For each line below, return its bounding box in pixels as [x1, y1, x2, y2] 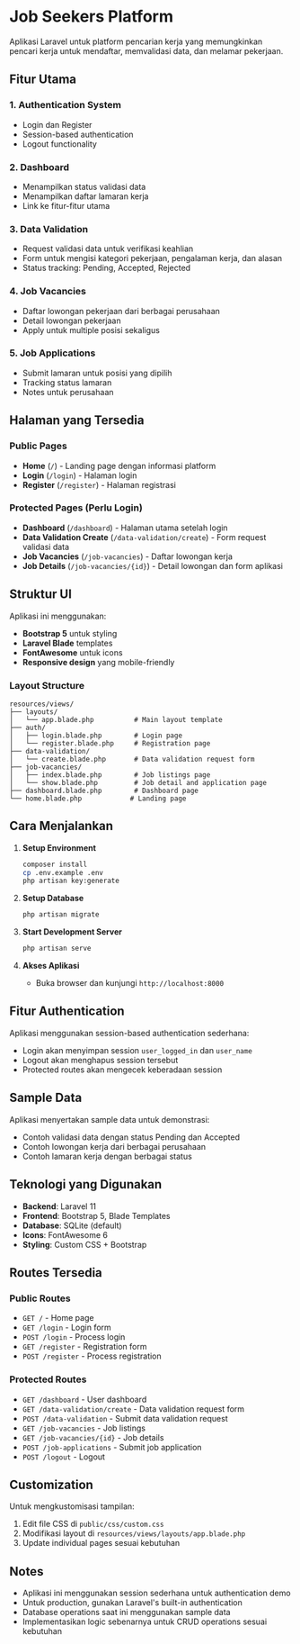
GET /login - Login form [22, 1322, 112, 1333]
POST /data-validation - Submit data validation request [22, 1413, 228, 1423]
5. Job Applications [9, 347, 96, 359]
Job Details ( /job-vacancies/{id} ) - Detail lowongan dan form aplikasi [22, 560, 284, 571]
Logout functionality [22, 138, 97, 149]
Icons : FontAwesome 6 [22, 1229, 108, 1240]
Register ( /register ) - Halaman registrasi [22, 479, 177, 490]
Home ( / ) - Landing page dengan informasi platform [22, 460, 216, 471]
